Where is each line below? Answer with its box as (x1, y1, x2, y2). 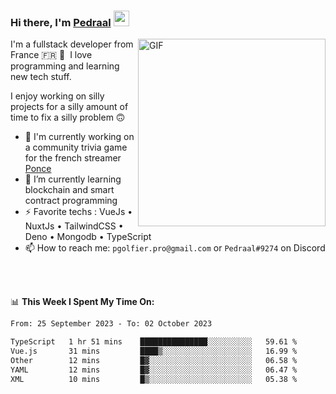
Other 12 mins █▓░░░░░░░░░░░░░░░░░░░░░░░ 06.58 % (10, 355, 298, 365)
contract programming (24, 195, 118, 207)
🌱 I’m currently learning (24, 173, 122, 185)
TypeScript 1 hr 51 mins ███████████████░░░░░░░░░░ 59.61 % (10, 337, 298, 347)
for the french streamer (24, 152, 122, 164)
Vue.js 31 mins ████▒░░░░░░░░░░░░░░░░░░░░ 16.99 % (10, 346, 298, 357)
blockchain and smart (24, 184, 115, 196)
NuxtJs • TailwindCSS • (24, 220, 124, 232)
